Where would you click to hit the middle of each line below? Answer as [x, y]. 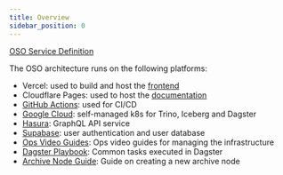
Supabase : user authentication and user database [113, 132]
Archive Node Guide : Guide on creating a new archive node [131, 161]
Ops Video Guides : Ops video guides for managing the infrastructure [148, 142]
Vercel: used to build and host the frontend [101, 85]
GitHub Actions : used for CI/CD [80, 104]
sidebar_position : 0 [48, 26]
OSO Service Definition [52, 51]
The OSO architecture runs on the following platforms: [108, 68]
